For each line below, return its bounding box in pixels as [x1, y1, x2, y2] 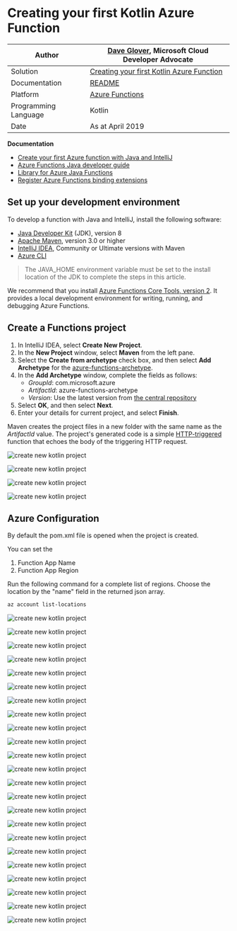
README [90, 78, 120, 88]
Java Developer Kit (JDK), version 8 [17, 229, 122, 237]
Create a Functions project [7, 322, 127, 334]
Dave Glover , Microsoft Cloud [107, 45, 209, 55]
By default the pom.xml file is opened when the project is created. [7, 531, 199, 539]
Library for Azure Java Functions [17, 168, 113, 176]
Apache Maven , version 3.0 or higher [17, 236, 126, 245]
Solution [11, 66, 39, 76]
